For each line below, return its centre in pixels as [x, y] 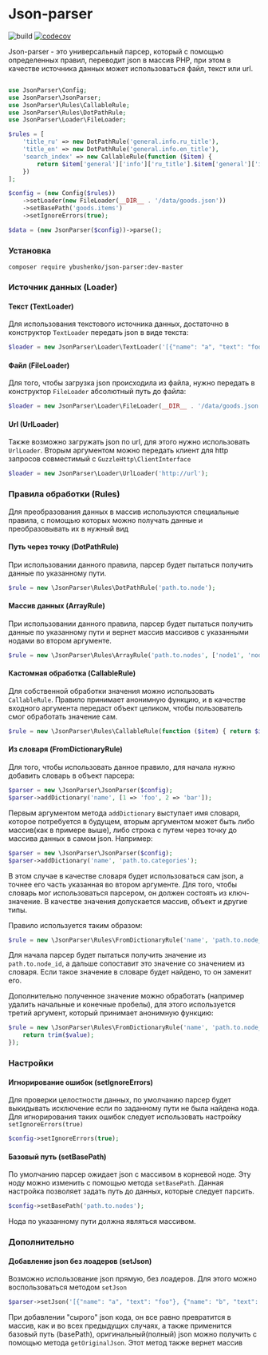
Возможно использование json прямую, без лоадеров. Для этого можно [132, 1279]
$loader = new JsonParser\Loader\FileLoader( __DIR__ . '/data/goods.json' [135, 406]
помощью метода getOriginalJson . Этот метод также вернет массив [126, 1343]
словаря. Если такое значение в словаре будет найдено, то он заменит [130, 972]
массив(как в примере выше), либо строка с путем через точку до [123, 830]
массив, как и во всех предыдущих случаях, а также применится [120, 1326]
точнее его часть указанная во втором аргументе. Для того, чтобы [123, 884]
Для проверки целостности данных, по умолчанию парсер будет [120, 1100]
